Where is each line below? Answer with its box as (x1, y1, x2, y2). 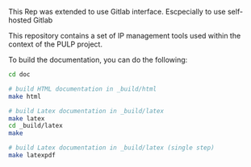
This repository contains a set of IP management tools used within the (8, 31, 241, 40)
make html (8, 92, 42, 100)
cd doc (8, 71, 31, 79)
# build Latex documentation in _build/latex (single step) (8, 144, 215, 152)
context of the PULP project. (8, 39, 103, 49)
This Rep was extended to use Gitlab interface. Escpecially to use (8, 7, 226, 16)
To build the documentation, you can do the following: (8, 55, 188, 64)
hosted (8, 15, 32, 25)
